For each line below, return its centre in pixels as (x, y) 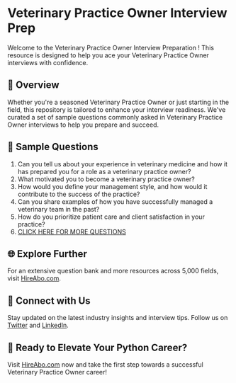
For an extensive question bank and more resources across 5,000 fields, (113, 271)
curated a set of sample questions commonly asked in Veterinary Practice (115, 117)
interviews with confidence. (48, 62)
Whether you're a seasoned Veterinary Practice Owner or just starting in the (118, 102)
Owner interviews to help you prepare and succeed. (83, 125)
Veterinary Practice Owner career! (57, 372)
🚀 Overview (33, 85)
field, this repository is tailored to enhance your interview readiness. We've (117, 109)
